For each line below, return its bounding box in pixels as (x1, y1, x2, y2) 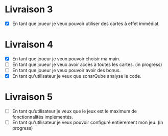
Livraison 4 (5, 39, 53, 51)
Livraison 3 (5, 4, 53, 15)
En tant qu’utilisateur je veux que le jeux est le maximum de (12, 108, 137, 115)
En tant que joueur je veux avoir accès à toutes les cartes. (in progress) (12, 61, 162, 67)
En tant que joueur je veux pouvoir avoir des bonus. (12, 67, 121, 74)
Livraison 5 (5, 91, 53, 103)
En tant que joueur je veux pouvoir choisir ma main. (12, 55, 121, 62)
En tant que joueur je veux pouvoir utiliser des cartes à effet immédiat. (12, 20, 160, 27)
